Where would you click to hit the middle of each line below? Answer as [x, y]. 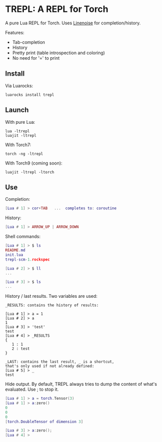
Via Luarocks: [19, 86]
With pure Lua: [20, 122]
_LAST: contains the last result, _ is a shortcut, [60, 362]
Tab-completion [29, 42]
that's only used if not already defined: [50, 366]
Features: [15, 32]
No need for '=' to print [36, 58]
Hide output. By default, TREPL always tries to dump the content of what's [81, 384]
